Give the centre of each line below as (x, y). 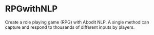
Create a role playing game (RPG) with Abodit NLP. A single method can (77, 22)
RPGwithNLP (31, 9)
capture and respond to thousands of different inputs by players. (70, 27)
